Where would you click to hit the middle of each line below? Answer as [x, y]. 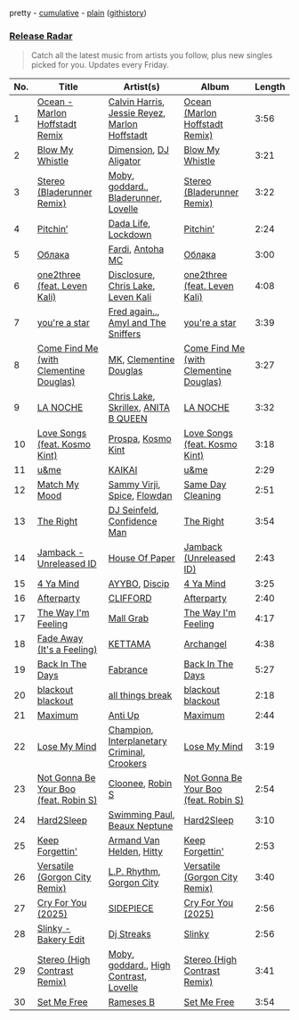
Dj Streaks [129, 934]
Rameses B [132, 1002]
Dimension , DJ [138, 150]
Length [270, 87]
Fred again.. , [134, 311]
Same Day [205, 485]
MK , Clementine [141, 360]
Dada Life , [129, 224]
